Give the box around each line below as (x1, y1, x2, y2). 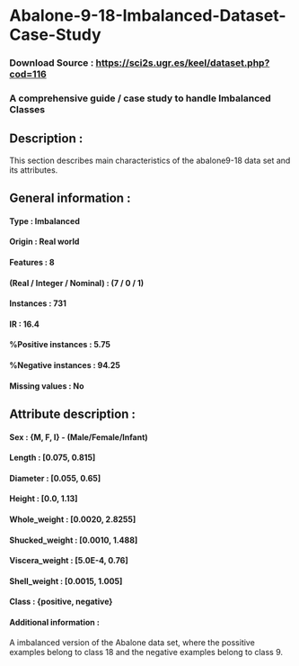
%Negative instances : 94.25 (9, 359, 121, 370)
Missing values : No (9, 380, 84, 391)
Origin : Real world (9, 236, 80, 247)
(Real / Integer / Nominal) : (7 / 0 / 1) (9, 277, 145, 288)
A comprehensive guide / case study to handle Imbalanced (9, 92, 271, 104)
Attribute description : (9, 406, 136, 421)
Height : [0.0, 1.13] (9, 493, 78, 504)
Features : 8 (9, 257, 56, 268)
